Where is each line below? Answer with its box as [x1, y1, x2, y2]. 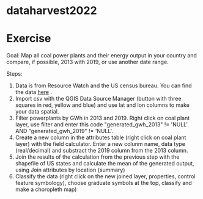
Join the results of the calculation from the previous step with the [15, 153, 180, 161]
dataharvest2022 [6, 4, 97, 18]
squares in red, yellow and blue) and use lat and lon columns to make [15, 101, 190, 109]
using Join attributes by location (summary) [15, 166, 125, 174]
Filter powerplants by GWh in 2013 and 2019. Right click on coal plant [15, 114, 190, 122]
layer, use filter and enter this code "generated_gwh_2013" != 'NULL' [15, 121, 188, 128]
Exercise [6, 32, 51, 46]
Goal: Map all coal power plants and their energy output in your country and [6, 52, 197, 59]
